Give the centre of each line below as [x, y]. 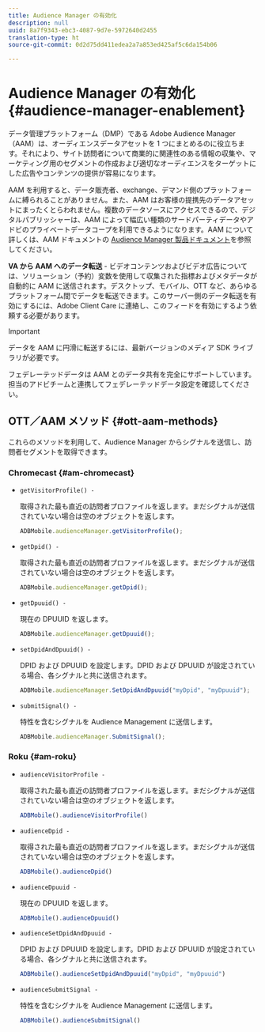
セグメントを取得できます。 [67, 452]
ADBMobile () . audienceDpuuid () [70, 918]
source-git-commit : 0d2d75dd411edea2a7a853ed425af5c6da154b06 [113, 45]
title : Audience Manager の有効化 [62, 15]
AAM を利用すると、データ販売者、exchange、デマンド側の [106, 190]
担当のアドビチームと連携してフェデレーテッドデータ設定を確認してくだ [126, 384]
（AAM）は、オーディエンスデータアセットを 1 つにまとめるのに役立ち [123, 144]
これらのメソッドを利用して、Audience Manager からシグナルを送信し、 [127, 442]
